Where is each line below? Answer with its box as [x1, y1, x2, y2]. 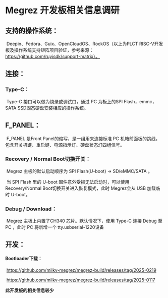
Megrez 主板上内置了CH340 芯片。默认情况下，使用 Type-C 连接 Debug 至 [6, 218, 162, 224]
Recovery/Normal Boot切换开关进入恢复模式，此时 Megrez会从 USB [5, 185, 146, 191]
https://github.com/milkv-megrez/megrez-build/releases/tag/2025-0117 [6, 277, 155, 283]
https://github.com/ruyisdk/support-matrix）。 [5, 54, 100, 59]
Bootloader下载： [5, 256, 43, 262]
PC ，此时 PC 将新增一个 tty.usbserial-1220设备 [5, 224, 104, 230]
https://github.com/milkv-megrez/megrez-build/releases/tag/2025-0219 [6, 267, 156, 273]
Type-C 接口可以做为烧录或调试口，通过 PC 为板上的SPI [6, 98, 123, 104]
